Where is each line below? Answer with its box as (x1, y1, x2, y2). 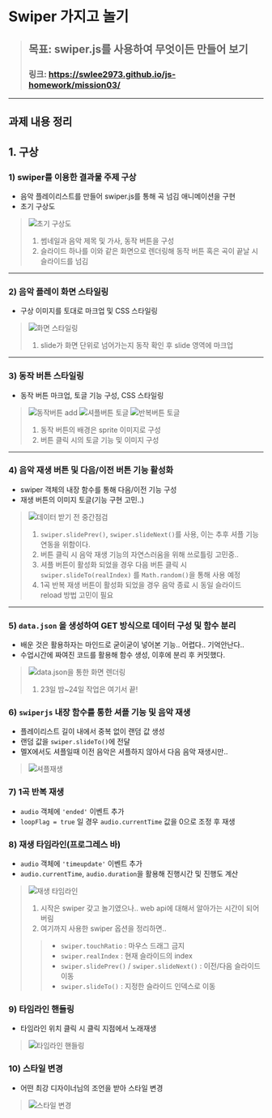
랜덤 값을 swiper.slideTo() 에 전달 (19, 737, 131, 747)
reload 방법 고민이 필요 (40, 589, 114, 600)
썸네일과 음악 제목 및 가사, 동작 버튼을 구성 (40, 236, 175, 246)
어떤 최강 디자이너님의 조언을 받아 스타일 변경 (19, 1083, 164, 1093)
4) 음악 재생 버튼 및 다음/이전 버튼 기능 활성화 (8, 465, 174, 476)
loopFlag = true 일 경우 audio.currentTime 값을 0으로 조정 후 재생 (19, 816, 236, 826)
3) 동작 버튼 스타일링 (8, 371, 84, 382)
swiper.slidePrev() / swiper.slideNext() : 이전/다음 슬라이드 (60, 962, 261, 971)
